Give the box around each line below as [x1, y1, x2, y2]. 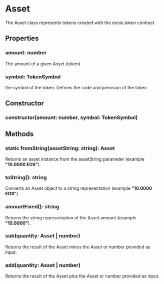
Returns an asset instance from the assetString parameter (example [5, 156, 145, 162]
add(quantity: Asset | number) [5, 261, 81, 268]
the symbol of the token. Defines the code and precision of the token [5, 84, 147, 90]
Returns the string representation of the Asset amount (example [5, 214, 136, 221]
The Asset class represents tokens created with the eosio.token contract [5, 20, 155, 26]
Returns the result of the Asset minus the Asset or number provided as [5, 244, 150, 250]
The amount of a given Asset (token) [5, 61, 81, 67]
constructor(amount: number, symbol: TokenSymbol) [5, 114, 138, 121]
